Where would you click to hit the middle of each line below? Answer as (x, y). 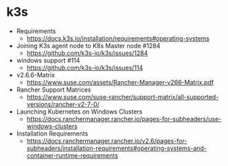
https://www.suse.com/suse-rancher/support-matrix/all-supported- (123, 96)
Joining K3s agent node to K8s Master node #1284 (88, 45)
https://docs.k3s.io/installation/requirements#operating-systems (118, 38)
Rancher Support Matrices (54, 90)
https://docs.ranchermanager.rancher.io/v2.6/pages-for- (107, 141)
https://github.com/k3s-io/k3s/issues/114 (85, 68)
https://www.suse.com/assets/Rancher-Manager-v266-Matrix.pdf (120, 82)
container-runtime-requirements (72, 155)
